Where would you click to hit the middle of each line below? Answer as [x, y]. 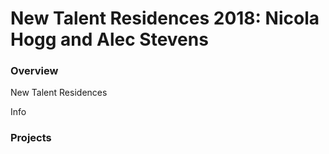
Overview [34, 71]
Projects [31, 138]
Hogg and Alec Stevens [109, 39]
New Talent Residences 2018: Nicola [165, 18]
